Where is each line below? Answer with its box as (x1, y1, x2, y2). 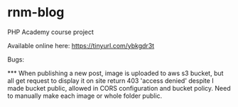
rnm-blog (7, 4, 65, 21)
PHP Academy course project (7, 28, 94, 36)
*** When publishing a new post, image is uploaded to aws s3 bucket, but (7, 69, 224, 77)
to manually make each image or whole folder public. (7, 91, 163, 100)
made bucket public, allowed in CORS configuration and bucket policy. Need (7, 84, 231, 92)
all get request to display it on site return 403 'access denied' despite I (7, 76, 215, 85)
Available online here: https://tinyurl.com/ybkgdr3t (7, 41, 155, 50)
